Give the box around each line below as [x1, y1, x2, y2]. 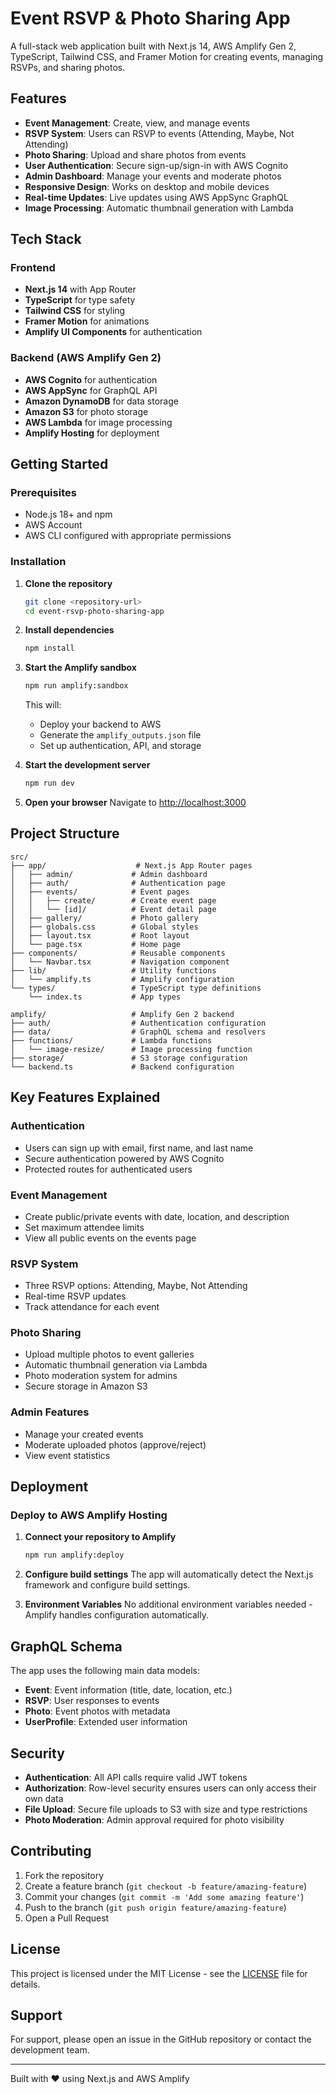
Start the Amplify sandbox [24, 662, 137, 674]
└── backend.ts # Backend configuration [10, 1062, 235, 1072]
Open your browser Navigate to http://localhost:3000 [24, 797, 247, 809]
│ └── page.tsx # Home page [10, 939, 182, 949]
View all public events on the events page [24, 1232, 197, 1244]
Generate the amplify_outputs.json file [39, 729, 202, 741]
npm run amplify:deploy [24, 1550, 125, 1561]
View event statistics [24, 1449, 111, 1461]
